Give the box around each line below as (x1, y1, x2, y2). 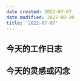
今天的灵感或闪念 (6, 66, 70, 76)
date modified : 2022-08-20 (6, 14, 75, 20)
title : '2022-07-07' (6, 20, 59, 26)
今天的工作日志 (6, 43, 62, 54)
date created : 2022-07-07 (6, 8, 72, 15)
